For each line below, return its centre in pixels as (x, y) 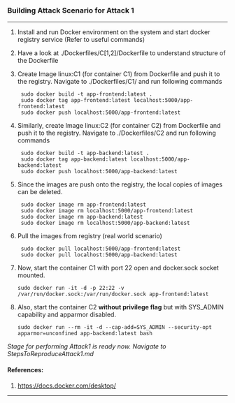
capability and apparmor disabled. (67, 315)
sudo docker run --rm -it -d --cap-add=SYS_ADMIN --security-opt (114, 328)
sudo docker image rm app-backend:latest (82, 217)
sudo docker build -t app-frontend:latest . (86, 94)
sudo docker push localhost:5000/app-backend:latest (99, 172)
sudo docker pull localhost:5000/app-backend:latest (99, 255)
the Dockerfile (38, 61)
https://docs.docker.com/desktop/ (67, 386)
